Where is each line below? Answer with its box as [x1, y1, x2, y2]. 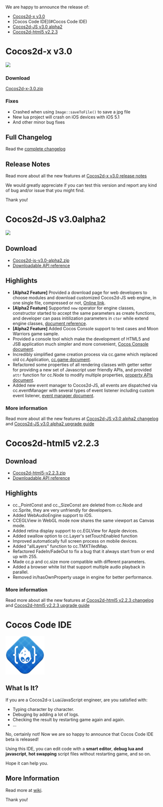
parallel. [12, 569, 29, 575]
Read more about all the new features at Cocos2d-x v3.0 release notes [5, 173, 147, 179]
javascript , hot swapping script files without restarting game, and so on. [5, 751, 151, 757]
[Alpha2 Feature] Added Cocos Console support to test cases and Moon [12, 325, 159, 331]
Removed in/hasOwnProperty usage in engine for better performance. [12, 574, 153, 580]
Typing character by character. [12, 706, 75, 712]
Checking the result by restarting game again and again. [12, 716, 125, 722]
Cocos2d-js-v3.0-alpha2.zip [12, 257, 70, 263]
